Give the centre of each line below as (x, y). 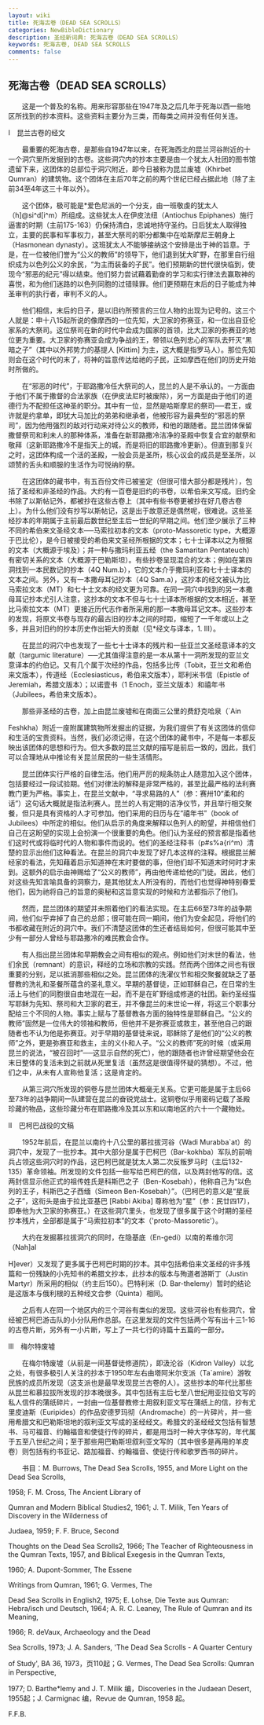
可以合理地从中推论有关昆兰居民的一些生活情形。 (87, 757)
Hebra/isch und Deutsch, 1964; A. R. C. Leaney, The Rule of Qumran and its (130, 1608)
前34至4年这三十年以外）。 (51, 189)
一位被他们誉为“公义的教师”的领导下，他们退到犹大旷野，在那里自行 (139, 254)
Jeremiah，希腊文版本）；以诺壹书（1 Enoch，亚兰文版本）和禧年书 (117, 684)
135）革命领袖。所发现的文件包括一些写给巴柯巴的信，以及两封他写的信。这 (131, 1171)
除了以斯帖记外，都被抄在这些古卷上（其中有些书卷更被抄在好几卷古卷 (128, 500)
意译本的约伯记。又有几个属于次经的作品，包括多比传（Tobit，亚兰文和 (123, 665)
